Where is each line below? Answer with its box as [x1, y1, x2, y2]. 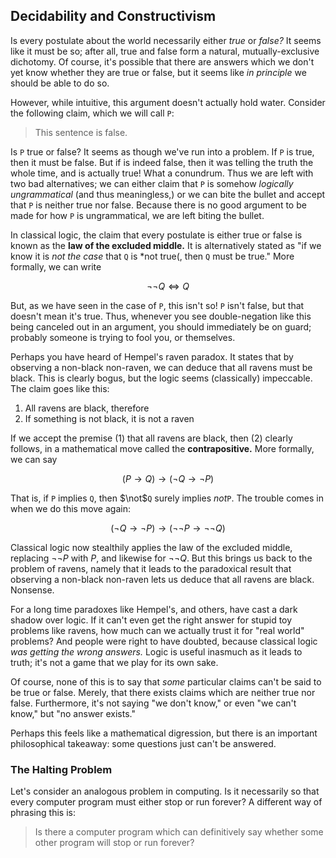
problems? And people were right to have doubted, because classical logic [10, 635, 318, 647]
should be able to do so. [10, 77, 110, 89]
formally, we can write [10, 260, 102, 273]
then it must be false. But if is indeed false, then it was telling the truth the [10, 156, 314, 168]
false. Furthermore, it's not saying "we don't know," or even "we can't [10, 697, 297, 709]
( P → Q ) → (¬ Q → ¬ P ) [121, 472, 215, 484]
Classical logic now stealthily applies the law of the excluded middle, [10, 541, 293, 553]
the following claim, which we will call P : [10, 107, 175, 119]
